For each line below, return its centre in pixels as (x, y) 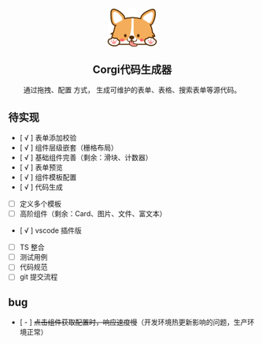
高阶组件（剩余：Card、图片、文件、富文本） (93, 214)
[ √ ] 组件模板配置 (48, 177)
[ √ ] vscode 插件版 (50, 230)
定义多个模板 (40, 204)
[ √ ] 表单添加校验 (48, 138)
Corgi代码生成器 (132, 69)
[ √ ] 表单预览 (41, 167)
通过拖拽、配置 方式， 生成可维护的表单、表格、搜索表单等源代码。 (132, 90)
